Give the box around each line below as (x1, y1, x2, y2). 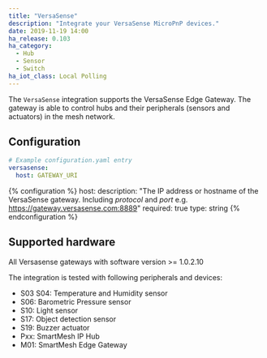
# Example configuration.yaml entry (8, 156, 132, 164)
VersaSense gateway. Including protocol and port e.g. (8, 195, 188, 205)
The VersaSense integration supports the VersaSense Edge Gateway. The (8, 94, 252, 104)
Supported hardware (8, 236, 116, 249)
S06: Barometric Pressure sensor (19, 296, 131, 306)
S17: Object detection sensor (19, 313, 117, 324)
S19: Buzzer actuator (19, 322, 90, 332)
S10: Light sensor (19, 305, 79, 315)
